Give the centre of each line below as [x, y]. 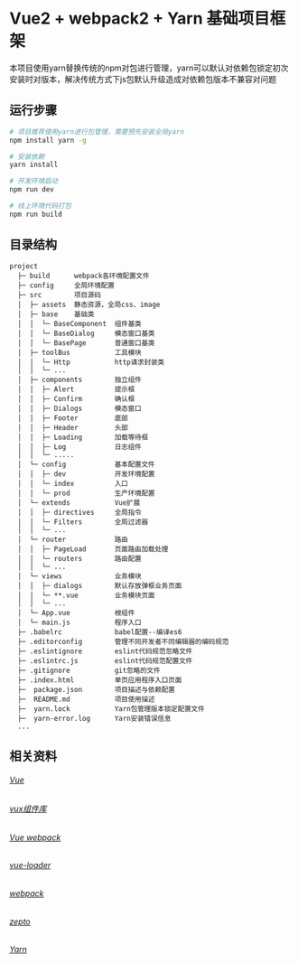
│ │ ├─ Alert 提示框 [76, 389]
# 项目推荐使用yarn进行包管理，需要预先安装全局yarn [97, 132]
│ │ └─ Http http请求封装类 [91, 362]
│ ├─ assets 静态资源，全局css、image [89, 304]
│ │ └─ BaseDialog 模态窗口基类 [86, 333]
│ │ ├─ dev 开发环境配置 [86, 474]
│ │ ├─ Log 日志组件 [79, 447]
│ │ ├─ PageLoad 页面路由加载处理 [93, 549]
